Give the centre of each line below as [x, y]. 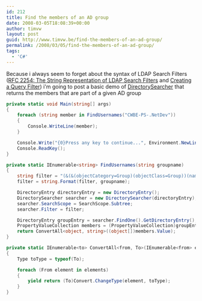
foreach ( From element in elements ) [63, 270]
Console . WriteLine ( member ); [63, 126]
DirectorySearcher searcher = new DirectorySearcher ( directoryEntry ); [107, 198]
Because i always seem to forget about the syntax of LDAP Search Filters [97, 73]
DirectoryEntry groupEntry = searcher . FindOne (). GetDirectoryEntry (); [107, 220]
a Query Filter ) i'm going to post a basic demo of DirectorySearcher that [95, 86]
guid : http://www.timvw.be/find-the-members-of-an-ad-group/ [84, 40]
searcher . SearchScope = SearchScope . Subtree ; [75, 203]
